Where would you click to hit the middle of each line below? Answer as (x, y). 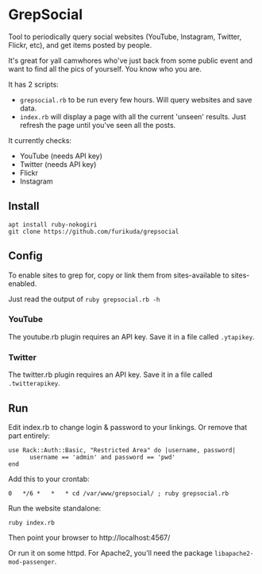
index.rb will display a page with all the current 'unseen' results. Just (133, 116)
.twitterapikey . (35, 383)
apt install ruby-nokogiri (53, 224)
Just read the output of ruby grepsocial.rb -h (84, 299)
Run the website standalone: (55, 508)
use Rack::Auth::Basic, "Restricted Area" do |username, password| (122, 450)
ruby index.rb (32, 522)
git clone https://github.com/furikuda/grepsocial (94, 231)
